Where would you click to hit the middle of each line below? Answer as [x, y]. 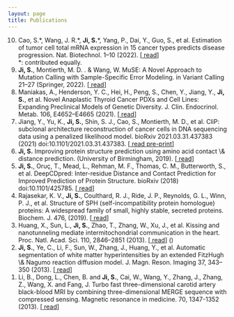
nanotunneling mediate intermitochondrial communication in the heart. [119, 232]
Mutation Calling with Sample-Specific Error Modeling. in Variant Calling [121, 77]
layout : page [27, 14]
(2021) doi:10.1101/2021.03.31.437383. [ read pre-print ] [96, 144]
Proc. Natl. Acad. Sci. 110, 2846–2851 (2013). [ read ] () [95, 240]
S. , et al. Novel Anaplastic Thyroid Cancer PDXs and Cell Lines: [108, 99]
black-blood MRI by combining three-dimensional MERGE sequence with [122, 292]
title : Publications [38, 20]
